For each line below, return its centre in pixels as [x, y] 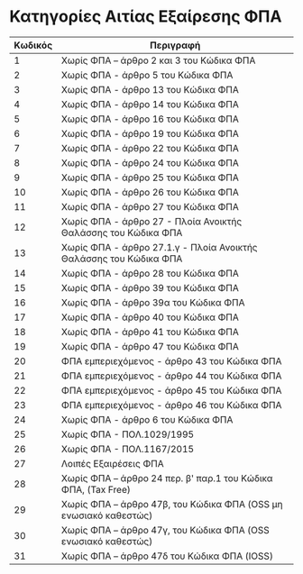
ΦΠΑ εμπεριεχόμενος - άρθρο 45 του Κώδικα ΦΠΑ [172, 390]
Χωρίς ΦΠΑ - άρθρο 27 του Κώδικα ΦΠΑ [150, 206]
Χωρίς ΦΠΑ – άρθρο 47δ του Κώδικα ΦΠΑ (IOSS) [167, 556]
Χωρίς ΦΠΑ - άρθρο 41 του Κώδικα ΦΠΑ [150, 332]
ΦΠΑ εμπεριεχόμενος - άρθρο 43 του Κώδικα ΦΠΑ [172, 360]
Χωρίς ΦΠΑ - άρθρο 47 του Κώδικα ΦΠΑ [150, 346]
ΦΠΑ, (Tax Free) [96, 489]
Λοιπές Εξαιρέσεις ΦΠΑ [113, 463]
